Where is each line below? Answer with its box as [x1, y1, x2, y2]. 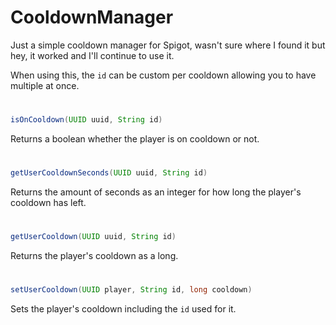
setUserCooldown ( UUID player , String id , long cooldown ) [10, 285, 253, 295]
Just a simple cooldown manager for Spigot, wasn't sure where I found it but [10, 39, 326, 51]
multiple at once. [10, 79, 80, 91]
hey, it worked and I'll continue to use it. [10, 49, 175, 61]
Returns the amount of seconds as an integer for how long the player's [10, 186, 302, 198]
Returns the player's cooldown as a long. [10, 250, 179, 262]
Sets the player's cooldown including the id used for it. [10, 303, 237, 315]
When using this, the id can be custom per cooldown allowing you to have [10, 69, 317, 81]
